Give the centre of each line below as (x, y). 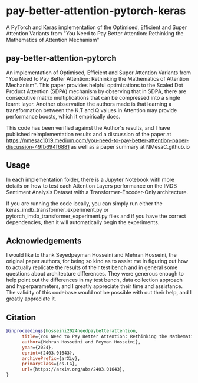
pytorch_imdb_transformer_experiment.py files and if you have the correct (96, 216)
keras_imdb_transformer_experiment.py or (57, 209)
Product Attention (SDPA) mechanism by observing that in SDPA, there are (96, 91)
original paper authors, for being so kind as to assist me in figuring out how (97, 261)
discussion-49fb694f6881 (38, 146)
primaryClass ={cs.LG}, (49, 364)
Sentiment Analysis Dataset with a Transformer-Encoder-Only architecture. (97, 192)
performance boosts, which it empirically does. (63, 116)
